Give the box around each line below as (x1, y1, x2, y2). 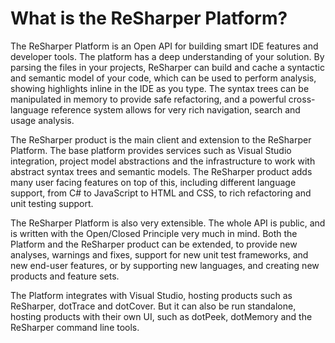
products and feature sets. (10, 270, 120, 282)
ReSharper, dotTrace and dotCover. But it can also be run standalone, (10, 300, 297, 312)
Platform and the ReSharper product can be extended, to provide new (10, 238, 298, 250)
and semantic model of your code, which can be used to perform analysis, (10, 72, 317, 84)
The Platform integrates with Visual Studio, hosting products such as (10, 289, 293, 301)
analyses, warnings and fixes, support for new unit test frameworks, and (10, 248, 309, 261)
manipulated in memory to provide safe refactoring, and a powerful (10, 93, 287, 105)
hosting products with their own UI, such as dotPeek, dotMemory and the (10, 310, 313, 322)
